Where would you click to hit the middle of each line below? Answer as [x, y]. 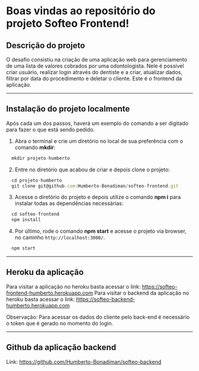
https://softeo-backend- [105, 299]
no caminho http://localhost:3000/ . [60, 238]
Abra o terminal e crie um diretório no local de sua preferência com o [99, 141]
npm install [26, 220]
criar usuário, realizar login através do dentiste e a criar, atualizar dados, [94, 72]
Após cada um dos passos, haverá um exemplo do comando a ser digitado [97, 123]
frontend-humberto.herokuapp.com [50, 293]
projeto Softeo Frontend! [68, 23]
